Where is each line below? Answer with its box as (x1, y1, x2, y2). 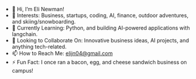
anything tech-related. (11, 43, 67, 50)
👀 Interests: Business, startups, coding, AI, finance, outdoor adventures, (11, 12, 189, 19)
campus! (11, 67, 34, 74)
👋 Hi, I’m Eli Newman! (11, 6, 64, 12)
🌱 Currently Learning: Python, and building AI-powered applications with (11, 24, 190, 31)
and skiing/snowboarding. (11, 18, 76, 25)
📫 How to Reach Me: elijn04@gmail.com (11, 50, 113, 57)
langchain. (11, 31, 38, 38)
